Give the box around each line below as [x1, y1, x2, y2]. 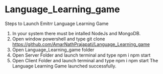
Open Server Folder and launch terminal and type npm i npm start [12, 52, 151, 58]
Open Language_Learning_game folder [12, 46, 95, 53]
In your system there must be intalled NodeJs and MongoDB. [12, 30, 141, 36]
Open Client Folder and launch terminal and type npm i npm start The [12, 57, 158, 63]
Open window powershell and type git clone [12, 36, 105, 42]
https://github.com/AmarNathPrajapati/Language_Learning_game [12, 41, 150, 47]
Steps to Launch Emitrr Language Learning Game [5, 20, 109, 27]
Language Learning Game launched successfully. [12, 63, 117, 69]
